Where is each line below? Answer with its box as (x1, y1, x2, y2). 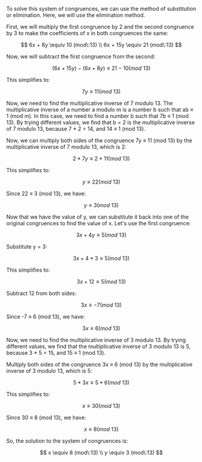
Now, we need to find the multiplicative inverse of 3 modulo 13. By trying (6, 337, 186, 343)
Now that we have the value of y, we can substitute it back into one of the (6, 213, 189, 220)
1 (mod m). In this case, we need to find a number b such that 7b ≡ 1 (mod (6, 113, 189, 119)
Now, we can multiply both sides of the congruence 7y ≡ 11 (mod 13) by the (6, 137, 192, 144)
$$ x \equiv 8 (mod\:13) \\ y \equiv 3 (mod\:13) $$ (40, 449, 163, 456)
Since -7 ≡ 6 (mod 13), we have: (6, 313, 86, 320)
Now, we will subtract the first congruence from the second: (6, 53, 156, 60)
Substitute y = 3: (6, 243, 48, 250)
